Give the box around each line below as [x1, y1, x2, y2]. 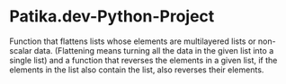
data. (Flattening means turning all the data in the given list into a [33, 45, 274, 55]
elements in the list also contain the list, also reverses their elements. [9, 64, 264, 75]
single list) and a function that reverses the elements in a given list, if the [9, 55, 278, 65]
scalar [9, 45, 32, 55]
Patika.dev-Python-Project [9, 6, 215, 27]
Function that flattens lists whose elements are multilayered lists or [9, 36, 256, 46]
